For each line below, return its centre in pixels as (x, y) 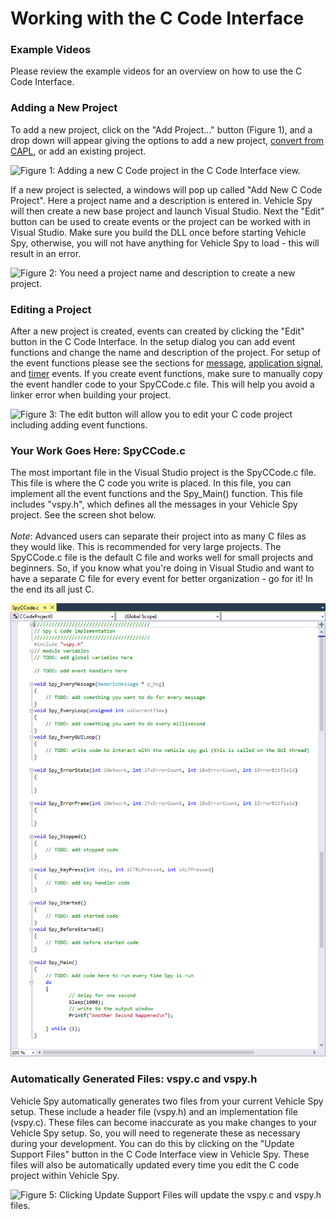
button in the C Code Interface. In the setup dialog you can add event (153, 342)
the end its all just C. (52, 589)
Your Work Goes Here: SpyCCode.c (98, 450)
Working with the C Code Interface (157, 18)
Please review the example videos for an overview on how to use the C (156, 71)
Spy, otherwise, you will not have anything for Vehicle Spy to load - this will (165, 243)
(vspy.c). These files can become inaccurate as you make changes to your (164, 1122)
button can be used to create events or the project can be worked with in (160, 221)
